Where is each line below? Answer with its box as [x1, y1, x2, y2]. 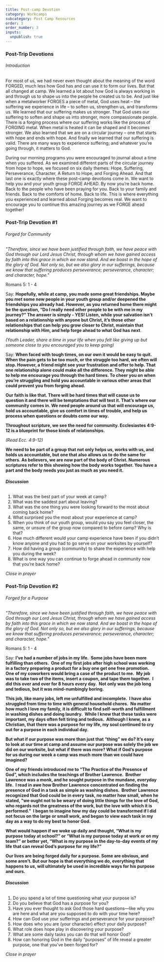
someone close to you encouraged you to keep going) [5, 342, 114, 348]
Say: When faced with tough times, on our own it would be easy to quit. [5, 351, 152, 357]
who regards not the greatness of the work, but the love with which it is [5, 803, 152, 809]
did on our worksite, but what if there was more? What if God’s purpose [5, 746, 153, 753]
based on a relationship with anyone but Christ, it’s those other [5, 317, 135, 323]
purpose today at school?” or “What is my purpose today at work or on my [5, 833, 159, 839]
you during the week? [12, 551, 56, 557]
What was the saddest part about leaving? [12, 499, 98, 505]
